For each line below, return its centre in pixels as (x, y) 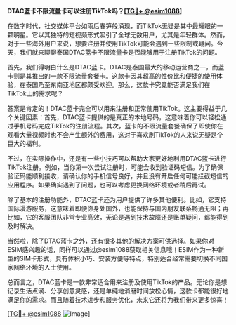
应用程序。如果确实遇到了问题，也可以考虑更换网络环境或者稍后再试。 (109, 185)
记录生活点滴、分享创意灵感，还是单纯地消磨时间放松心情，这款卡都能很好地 (118, 291)
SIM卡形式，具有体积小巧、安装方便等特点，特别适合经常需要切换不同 (120, 258)
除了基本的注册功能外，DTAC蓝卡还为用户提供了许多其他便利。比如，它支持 (117, 200)
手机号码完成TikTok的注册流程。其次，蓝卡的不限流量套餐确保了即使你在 (118, 126)
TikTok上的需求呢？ (35, 93)
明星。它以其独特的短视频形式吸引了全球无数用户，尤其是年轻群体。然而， (121, 35)
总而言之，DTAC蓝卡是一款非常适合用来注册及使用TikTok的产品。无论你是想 (117, 282)
